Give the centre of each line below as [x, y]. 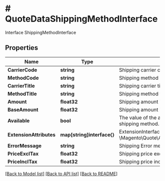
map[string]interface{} [87, 135]
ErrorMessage [25, 146]
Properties [22, 48]
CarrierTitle [21, 86]
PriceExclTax [23, 154]
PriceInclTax [23, 161]
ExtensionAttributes [31, 135]
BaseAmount [23, 110]
